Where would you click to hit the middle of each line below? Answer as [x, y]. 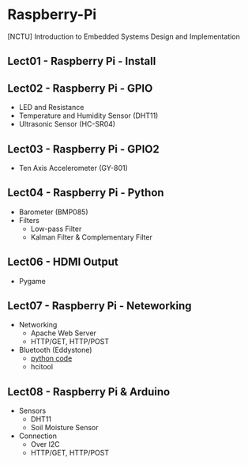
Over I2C [45, 444]
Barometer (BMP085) [53, 212]
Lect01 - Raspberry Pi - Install [82, 61]
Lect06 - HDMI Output [63, 262]
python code [51, 358]
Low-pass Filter [56, 229]
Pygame [32, 281]
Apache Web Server [63, 333]
